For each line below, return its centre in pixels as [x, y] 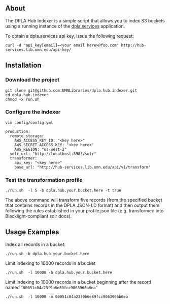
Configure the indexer [33, 112]
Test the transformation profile [44, 180]
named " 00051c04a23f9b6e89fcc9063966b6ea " [52, 287]
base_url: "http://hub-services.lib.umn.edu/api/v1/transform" [83, 167]
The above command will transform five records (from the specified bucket [84, 200]
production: [18, 131]
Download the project [32, 80]
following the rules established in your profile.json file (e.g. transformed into [84, 211]
